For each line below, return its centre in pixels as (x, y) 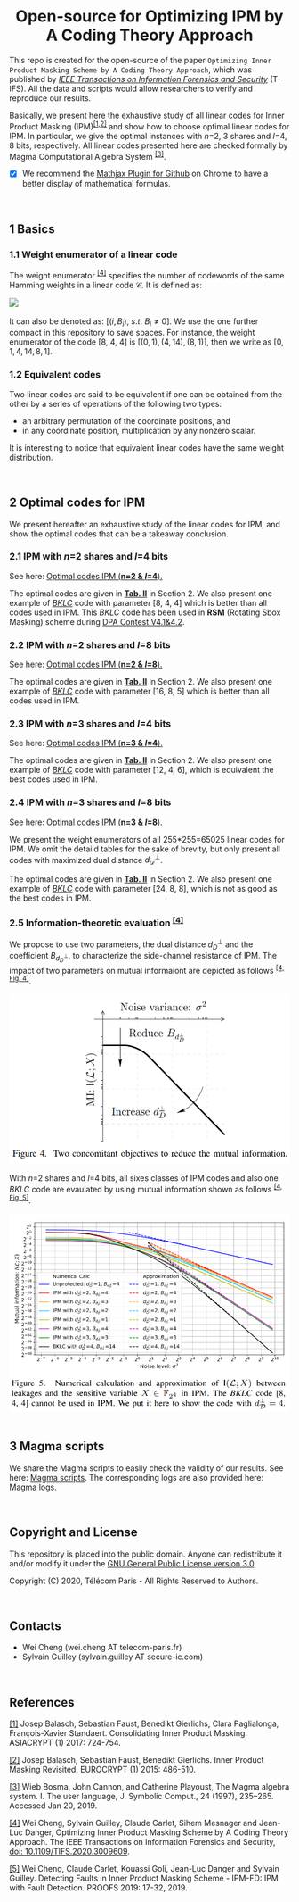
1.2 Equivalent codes (55, 375)
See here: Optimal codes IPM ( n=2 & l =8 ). (86, 664)
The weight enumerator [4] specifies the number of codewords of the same (147, 274)
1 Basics (32, 229)
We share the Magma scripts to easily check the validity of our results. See (146, 1468)
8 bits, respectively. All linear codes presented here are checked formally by (149, 145)
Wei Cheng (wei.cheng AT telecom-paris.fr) (102, 1648)
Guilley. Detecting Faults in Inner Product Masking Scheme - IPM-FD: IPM (144, 1878)
